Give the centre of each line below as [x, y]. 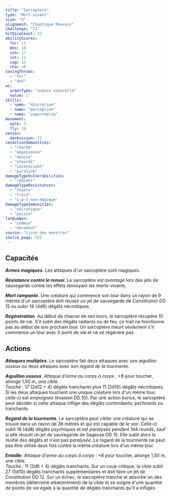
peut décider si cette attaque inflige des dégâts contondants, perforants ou [84, 403]
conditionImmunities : [28, 143]
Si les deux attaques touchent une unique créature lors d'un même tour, [81, 393]
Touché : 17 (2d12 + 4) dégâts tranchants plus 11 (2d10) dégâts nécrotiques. [85, 387]
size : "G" [16, 19]
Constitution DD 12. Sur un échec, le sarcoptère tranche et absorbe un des [84, 477]
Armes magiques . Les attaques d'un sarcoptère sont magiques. [73, 270]
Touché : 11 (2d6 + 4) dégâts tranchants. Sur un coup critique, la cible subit [84, 466]
